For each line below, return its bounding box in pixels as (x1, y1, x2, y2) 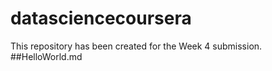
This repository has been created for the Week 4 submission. (10, 40, 263, 52)
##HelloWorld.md (10, 50, 83, 62)
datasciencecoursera (10, 7, 192, 30)
